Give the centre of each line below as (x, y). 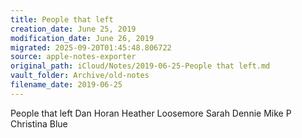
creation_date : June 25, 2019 (73, 29)
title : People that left (62, 19)
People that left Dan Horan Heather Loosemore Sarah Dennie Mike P (151, 113)
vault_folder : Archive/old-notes (80, 76)
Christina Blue (39, 123)
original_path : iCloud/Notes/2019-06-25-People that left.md (140, 66)
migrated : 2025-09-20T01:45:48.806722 (91, 47)
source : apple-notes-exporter (73, 57)
